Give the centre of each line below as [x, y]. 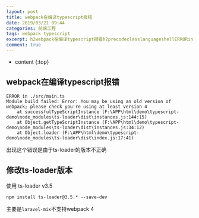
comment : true [24, 45]
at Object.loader [38, 133]
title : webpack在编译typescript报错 [49, 17]
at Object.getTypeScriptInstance [58, 122]
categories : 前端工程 [31, 28]
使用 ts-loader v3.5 [29, 186]
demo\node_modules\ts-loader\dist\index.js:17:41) [70, 138]
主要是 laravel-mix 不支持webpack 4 [50, 208]
